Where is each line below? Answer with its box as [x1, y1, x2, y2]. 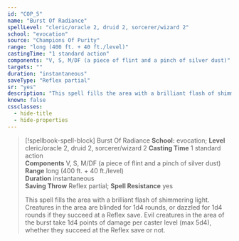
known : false [7, 97, 46, 104]
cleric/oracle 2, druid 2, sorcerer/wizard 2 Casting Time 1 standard [24, 143, 221, 152]
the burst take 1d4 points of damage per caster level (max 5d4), [24, 218, 212, 227]
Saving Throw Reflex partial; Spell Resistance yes [24, 181, 173, 190]
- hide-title [14, 110, 53, 117]
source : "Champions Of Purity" [7, 37, 100, 44]
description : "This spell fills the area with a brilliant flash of [7, 90, 215, 97]
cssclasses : [7, 103, 43, 111]
